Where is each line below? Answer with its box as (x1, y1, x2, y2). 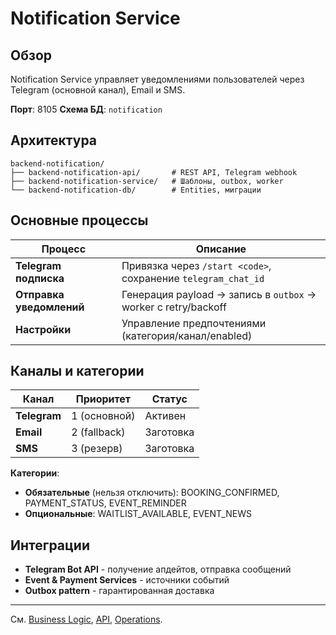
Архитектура (10, 132, 98, 149)
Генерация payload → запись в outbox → (121, 287, 317, 301)
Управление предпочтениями (121, 316, 267, 330)
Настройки (15, 322, 72, 336)
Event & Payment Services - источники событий (24, 574, 230, 586)
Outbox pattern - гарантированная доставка (24, 585, 215, 597)
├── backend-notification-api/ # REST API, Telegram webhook (10, 167, 298, 177)
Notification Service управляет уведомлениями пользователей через (10, 73, 305, 85)
